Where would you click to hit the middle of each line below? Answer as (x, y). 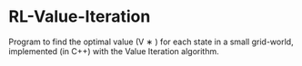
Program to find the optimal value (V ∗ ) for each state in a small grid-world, (151, 42)
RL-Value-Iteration (80, 17)
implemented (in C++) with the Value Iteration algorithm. (114, 51)
